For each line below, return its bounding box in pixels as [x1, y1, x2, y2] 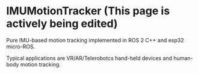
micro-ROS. [6, 43, 36, 50]
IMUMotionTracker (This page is [6, 4, 170, 18]
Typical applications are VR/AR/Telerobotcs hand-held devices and [6, 54, 173, 61]
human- [173, 54, 193, 61]
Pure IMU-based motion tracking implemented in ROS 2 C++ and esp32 [6, 36, 185, 44]
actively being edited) [6, 17, 118, 30]
